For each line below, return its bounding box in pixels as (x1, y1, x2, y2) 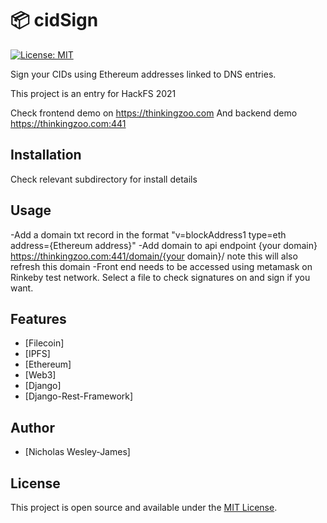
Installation (10, 147, 82, 164)
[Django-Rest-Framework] (24, 390, 134, 402)
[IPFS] (24, 348, 51, 360)
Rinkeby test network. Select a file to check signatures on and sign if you (10, 271, 311, 283)
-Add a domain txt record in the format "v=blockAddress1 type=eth (10, 228, 287, 241)
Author (10, 419, 55, 436)
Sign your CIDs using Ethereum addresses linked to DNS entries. (10, 68, 277, 80)
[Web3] (24, 369, 57, 381)
